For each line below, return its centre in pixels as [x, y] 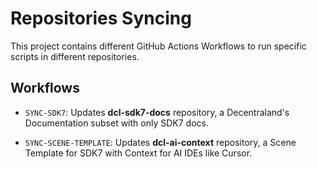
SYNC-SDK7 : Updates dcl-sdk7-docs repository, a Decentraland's [157, 112]
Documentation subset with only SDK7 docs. [116, 123]
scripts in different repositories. [75, 56]
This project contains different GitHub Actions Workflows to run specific [158, 46]
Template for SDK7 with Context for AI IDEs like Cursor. [138, 153]
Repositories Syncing [101, 18]
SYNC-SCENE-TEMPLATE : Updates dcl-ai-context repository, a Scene [160, 142]
